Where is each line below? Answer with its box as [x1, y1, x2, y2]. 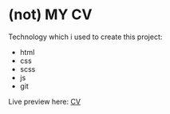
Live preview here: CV [8, 96, 81, 106]
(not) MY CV [8, 6, 93, 24]
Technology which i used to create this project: [8, 32, 163, 41]
